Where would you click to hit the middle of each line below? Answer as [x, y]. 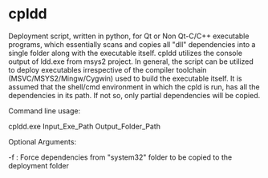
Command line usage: [45, 111]
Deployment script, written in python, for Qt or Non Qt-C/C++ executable [129, 36]
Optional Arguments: [43, 141]
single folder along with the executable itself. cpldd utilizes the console [126, 53]
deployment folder [39, 165]
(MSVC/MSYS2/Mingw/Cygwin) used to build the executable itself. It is [125, 78]
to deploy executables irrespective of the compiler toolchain [108, 69]
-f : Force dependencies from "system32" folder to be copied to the [120, 157]
